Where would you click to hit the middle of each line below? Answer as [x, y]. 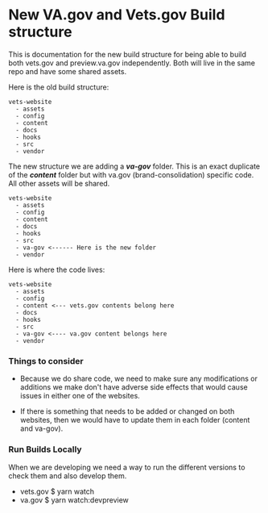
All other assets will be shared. [59, 183]
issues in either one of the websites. [80, 396]
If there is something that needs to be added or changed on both [127, 411]
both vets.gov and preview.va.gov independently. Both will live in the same [132, 63]
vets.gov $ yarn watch [57, 491]
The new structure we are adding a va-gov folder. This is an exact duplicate [134, 166]
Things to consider [46, 361]
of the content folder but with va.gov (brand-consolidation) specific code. [131, 174]
